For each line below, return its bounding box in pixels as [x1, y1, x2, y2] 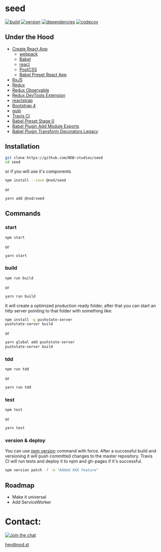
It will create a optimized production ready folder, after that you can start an [5, 303, 156, 308]
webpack [19, 51, 38, 57]
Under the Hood [5, 33, 54, 41]
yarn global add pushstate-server [5, 340, 75, 345]
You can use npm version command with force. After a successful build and [5, 448, 157, 454]
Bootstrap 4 [12, 102, 36, 108]
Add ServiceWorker [12, 499, 51, 505]
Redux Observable [12, 87, 49, 93]
